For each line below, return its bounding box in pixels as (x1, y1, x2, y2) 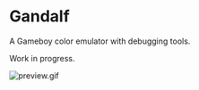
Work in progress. (9, 53, 75, 63)
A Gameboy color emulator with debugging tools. (9, 36, 191, 46)
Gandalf (9, 6, 70, 27)
